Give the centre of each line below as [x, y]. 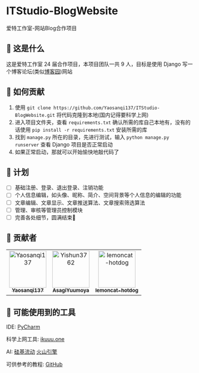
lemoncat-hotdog [117, 291]
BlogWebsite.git [35, 115]
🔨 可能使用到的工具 [41, 312]
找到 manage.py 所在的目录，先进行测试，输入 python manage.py [92, 137]
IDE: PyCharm [23, 327]
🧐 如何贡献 [25, 92]
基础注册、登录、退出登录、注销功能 [59, 187]
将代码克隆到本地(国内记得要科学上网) [102, 114]
